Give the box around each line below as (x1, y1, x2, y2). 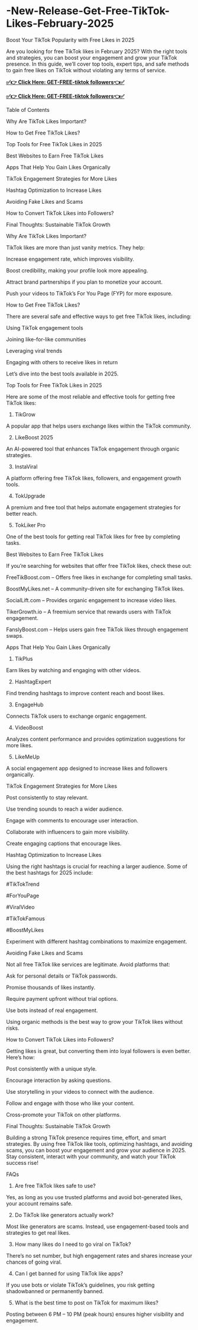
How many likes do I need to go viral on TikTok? (14, 1241, 131, 1248)
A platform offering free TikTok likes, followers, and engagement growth (6, 474, 181, 481)
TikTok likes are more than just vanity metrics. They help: (6, 244, 145, 251)
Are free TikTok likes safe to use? (14, 1182, 96, 1189)
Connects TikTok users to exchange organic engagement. (6, 712, 147, 719)
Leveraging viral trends (6, 347, 63, 354)
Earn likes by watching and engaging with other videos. (6, 666, 141, 673)
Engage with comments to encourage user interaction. (6, 817, 139, 824)
